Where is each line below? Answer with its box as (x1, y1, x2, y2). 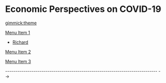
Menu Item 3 (5, 58, 31, 64)
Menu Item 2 (5, 49, 31, 55)
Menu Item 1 (5, 29, 30, 35)
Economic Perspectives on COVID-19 (5, 3, 162, 15)
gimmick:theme (5, 20, 37, 26)
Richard (12, 39, 28, 45)
